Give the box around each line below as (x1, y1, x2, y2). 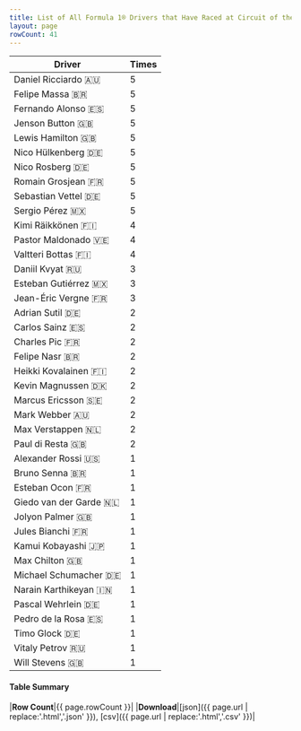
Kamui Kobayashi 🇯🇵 (13, 540, 106, 553)
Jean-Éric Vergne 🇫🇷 (13, 292, 108, 305)
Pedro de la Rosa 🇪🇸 (13, 613, 104, 625)
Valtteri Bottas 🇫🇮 (13, 248, 91, 261)
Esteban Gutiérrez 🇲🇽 (13, 277, 108, 290)
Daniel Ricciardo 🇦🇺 (13, 74, 101, 86)
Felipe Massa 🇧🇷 (13, 88, 88, 100)
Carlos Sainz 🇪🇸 (13, 321, 86, 334)
